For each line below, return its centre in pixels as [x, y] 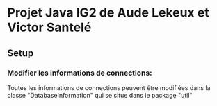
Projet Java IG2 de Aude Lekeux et [108, 13]
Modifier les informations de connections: [80, 73]
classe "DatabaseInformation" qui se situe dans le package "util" [100, 95]
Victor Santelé [49, 27]
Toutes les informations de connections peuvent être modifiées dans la [109, 87]
